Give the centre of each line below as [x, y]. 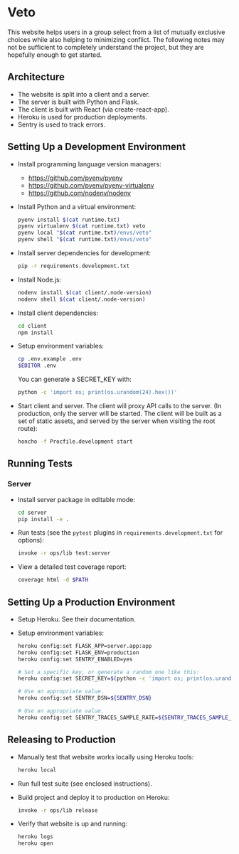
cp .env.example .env [49, 359]
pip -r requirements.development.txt [74, 266]
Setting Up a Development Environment [97, 147]
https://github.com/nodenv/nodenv [80, 193]
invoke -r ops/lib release [58, 810]
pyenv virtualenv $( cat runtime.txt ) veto [81, 226]
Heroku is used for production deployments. [82, 117]
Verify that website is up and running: [73, 824]
